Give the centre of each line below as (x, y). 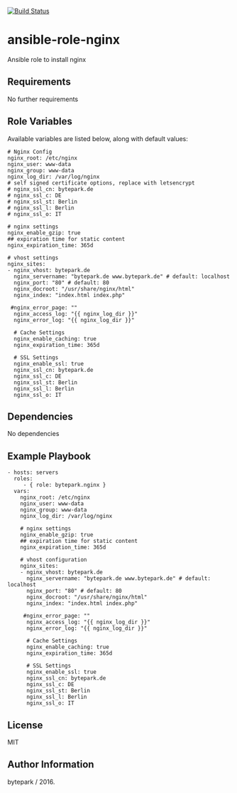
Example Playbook (49, 456)
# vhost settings (33, 258)
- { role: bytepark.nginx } (65, 485)
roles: (23, 479)
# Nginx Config (30, 152)
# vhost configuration (54, 560)
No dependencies (33, 434)
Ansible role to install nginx (47, 59)
